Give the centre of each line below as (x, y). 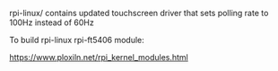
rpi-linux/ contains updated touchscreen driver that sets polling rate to (139, 13)
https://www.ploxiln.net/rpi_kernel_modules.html (99, 57)
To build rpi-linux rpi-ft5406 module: (77, 40)
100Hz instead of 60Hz (52, 22)
